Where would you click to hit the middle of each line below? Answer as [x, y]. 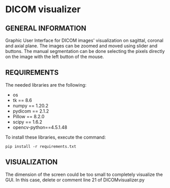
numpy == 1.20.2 [30, 105]
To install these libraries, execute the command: [56, 137]
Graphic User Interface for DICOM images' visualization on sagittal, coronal [84, 40]
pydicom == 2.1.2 [31, 111]
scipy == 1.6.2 [27, 122]
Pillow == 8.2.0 [29, 116]
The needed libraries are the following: [46, 85]
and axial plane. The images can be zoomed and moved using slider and [81, 46]
